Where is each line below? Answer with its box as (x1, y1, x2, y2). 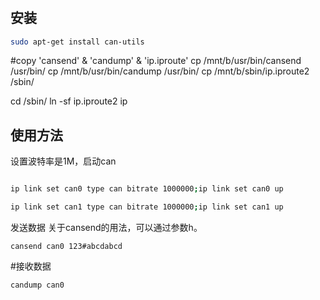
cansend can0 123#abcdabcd (10, 242, 123, 252)
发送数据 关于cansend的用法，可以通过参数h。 (10, 222, 203, 234)
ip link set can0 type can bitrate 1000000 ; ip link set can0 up (10, 184, 284, 194)
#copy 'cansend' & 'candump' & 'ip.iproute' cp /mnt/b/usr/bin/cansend (10, 55, 302, 67)
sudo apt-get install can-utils (10, 37, 145, 47)
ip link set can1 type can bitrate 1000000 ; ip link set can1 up (10, 202, 284, 212)
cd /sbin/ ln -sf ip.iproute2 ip (10, 95, 128, 107)
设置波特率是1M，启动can (10, 155, 117, 167)
